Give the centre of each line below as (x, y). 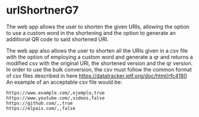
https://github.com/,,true (40, 103)
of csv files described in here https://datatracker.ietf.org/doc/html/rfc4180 (97, 76)
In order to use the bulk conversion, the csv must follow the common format (99, 69)
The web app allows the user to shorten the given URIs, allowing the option (98, 27)
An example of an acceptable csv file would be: (64, 82)
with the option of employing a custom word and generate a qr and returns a (99, 57)
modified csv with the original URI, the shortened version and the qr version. (99, 63)
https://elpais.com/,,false (41, 108)
